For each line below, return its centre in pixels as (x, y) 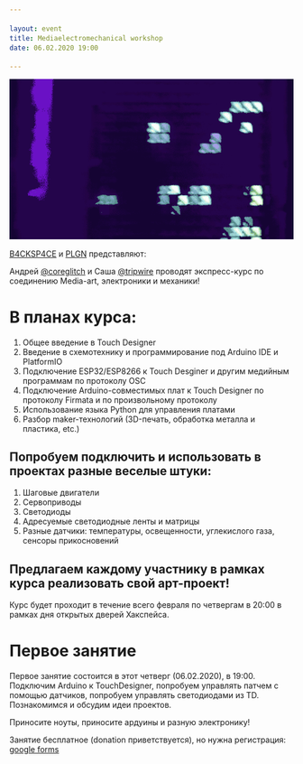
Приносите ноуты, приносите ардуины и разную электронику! (130, 722)
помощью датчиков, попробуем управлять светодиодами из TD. (134, 695)
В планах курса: (73, 317)
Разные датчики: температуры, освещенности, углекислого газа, (148, 531)
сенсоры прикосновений (70, 541)
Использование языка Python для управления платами (129, 409)
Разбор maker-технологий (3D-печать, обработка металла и (138, 419)
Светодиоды (46, 512)
